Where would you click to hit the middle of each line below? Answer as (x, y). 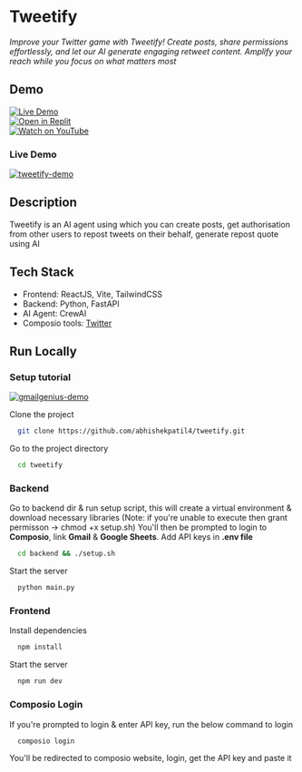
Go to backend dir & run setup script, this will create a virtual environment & (151, 508)
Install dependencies (49, 630)
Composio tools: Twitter (67, 323)
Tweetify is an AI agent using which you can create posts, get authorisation (150, 224)
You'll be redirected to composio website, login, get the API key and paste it (151, 758)
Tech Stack (42, 273)
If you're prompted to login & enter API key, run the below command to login (151, 724)
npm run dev (40, 681)
